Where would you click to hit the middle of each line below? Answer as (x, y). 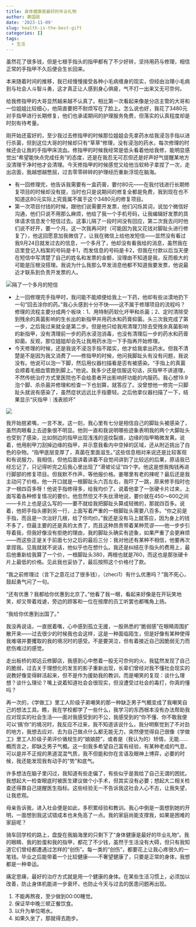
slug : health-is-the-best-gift (44, 28)
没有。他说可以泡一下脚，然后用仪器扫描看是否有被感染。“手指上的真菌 (100, 363)
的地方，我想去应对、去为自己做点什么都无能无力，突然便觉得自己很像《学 (95, 732)
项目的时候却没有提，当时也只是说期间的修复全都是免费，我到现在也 (101, 191)
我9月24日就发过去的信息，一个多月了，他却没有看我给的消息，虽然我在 (101, 243)
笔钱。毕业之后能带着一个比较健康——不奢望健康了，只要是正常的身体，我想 (98, 856)
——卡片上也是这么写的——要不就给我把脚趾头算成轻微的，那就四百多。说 (95, 503)
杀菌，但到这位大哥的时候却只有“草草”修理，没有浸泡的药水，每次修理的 (98, 143)
